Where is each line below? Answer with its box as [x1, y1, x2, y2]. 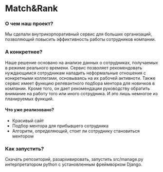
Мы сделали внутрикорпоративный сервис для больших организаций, [5, 31, 152, 37]
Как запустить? [5, 145, 44, 152]
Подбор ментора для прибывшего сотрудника [12, 122, 109, 129]
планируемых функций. [5, 96, 54, 102]
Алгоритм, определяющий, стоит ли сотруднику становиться [12, 128, 140, 134]
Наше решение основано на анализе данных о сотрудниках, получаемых [5, 59, 158, 66]
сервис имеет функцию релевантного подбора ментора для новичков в [5, 80, 155, 86]
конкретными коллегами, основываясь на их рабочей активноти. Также [5, 75, 156, 81]
